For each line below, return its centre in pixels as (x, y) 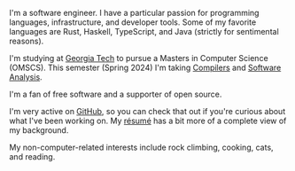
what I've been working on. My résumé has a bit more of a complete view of (148, 120)
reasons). (27, 41)
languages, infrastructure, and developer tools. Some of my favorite (133, 22)
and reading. (32, 157)
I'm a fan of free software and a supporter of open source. (116, 94)
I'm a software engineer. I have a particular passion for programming (134, 13)
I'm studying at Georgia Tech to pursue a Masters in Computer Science (139, 58)
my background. (39, 130)
